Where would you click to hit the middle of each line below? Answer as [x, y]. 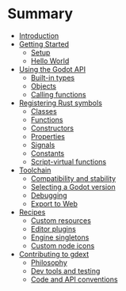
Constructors [52, 128]
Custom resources [61, 220]
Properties [48, 136]
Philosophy [49, 263]
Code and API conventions [74, 279]
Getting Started [44, 43]
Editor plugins [53, 229]
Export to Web [54, 203]
